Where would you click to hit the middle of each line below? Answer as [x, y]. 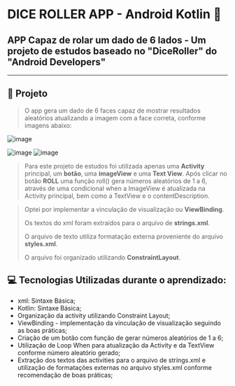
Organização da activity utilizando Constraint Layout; [94, 315]
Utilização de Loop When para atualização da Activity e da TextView [116, 345]
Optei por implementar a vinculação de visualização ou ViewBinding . [124, 209]
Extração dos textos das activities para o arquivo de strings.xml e [112, 360]
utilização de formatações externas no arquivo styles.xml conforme [114, 367]
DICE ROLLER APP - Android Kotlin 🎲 [114, 14]
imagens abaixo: [48, 125]
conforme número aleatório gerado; [69, 352]
